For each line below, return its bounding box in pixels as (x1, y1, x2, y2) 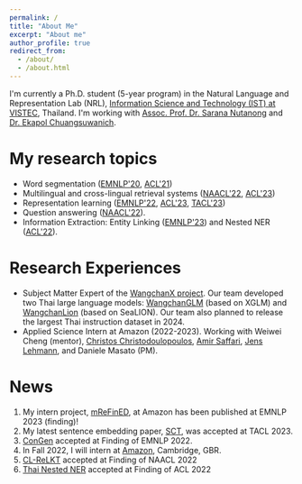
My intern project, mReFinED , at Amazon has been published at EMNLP (22, 406, 287, 417)
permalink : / (9, 13, 59, 23)
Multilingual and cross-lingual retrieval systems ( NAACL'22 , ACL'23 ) (22, 187, 276, 198)
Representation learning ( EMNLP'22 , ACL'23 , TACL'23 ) (22, 197, 226, 208)
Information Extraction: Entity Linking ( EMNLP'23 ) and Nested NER (22, 216, 270, 227)
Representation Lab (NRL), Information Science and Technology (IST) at (9, 97, 277, 108)
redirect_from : (9, 47, 67, 56)
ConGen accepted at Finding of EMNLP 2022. (22, 434, 193, 446)
